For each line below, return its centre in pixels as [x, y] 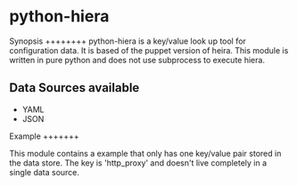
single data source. [45, 172]
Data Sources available [74, 88]
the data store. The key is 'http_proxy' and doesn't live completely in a [138, 163]
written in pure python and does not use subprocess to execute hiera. [137, 60]
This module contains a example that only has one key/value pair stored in [145, 153]
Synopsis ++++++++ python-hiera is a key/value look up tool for [128, 41]
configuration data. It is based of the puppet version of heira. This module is [149, 50]
